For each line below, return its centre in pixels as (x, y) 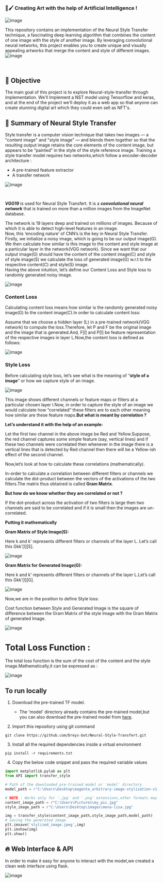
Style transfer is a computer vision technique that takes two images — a (77, 135)
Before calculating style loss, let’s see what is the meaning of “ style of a (77, 375)
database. (15, 214)
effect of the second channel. (34, 454)
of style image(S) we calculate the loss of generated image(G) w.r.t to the (78, 259)
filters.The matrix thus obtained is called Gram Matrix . (59, 484)
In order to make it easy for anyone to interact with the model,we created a (80, 861)
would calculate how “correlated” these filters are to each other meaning (78, 410)
